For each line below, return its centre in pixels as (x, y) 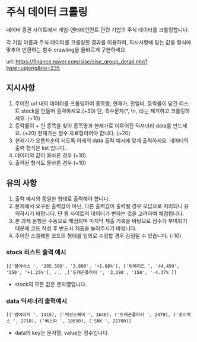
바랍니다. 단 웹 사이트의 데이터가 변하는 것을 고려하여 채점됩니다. (110, 213)
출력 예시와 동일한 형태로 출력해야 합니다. (62, 199)
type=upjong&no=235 (33, 68)
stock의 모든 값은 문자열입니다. (51, 284)
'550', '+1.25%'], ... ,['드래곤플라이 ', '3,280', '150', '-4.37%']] (91, 272)
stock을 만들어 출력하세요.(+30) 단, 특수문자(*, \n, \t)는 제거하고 (95, 111)
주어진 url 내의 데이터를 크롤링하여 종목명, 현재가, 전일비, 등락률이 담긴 (96, 103)
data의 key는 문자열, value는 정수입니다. (62, 333)
